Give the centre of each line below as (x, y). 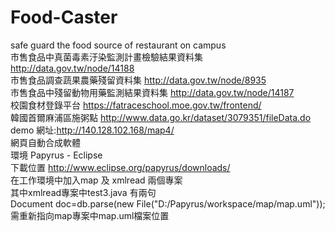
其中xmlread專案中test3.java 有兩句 (83, 192)
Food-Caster (64, 17)
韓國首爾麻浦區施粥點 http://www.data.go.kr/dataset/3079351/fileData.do (161, 117)
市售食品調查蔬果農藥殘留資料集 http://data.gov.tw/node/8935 (138, 80)
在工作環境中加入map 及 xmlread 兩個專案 (96, 180)
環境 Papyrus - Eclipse (56, 155)
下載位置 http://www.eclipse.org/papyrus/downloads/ (120, 167)
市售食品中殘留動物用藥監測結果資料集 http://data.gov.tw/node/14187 (152, 92)
